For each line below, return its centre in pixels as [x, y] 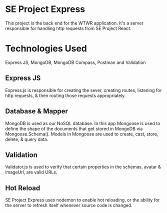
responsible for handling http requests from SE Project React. [68, 28]
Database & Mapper [37, 111]
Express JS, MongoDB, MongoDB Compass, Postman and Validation [75, 62]
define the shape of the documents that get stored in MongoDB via [74, 128]
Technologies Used [46, 49]
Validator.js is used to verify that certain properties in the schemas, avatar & [83, 167]
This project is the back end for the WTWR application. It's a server [74, 23]
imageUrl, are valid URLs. [31, 172]
